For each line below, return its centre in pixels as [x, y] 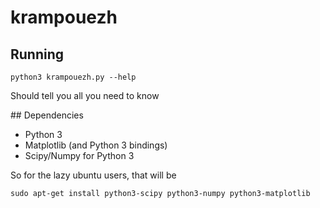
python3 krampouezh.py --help [73, 77]
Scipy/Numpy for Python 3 [79, 155]
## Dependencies [47, 115]
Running [37, 54]
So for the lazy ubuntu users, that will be [93, 175]
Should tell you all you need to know [85, 95]
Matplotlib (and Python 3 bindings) [96, 145]
